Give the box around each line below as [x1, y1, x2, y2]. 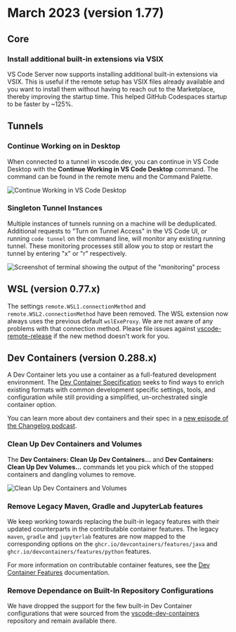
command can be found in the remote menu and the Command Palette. [7, 172, 213, 181]
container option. [7, 401, 57, 409]
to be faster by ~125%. [7, 100, 74, 108]
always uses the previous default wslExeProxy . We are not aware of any [7, 316, 214, 325]
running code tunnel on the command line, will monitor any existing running [7, 234, 226, 243]
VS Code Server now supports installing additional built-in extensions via [7, 70, 218, 78]
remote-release [7, 332, 53, 340]
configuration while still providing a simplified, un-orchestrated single [7, 393, 208, 401]
